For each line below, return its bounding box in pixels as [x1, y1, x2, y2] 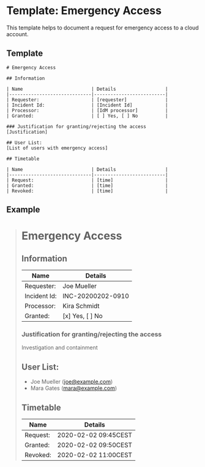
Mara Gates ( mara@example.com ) [30, 384, 117, 392]
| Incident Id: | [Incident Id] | [6, 102, 168, 108]
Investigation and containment [21, 344, 98, 351]
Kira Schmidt [62, 302, 100, 310]
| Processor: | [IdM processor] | [6, 107, 168, 113]
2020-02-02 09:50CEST [57, 441, 133, 449]
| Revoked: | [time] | [6, 188, 168, 194]
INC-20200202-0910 [62, 292, 130, 300]
